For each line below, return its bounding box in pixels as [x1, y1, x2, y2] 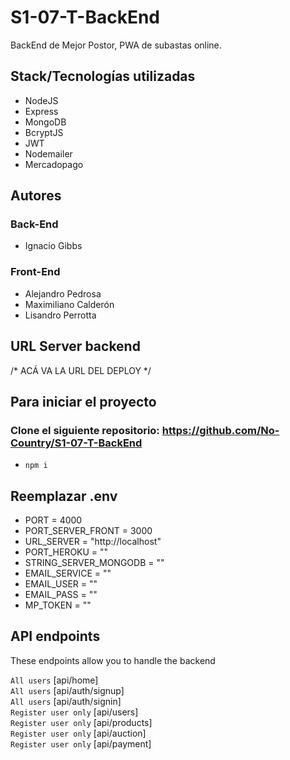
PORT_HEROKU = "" [24, 546, 109, 558]
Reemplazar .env [10, 487, 118, 505]
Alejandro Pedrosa [24, 287, 102, 300]
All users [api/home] [10, 674, 99, 686]
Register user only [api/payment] [10, 737, 152, 750]
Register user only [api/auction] [10, 727, 147, 739]
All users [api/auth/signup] [10, 684, 125, 696]
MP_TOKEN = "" [24, 599, 92, 611]
